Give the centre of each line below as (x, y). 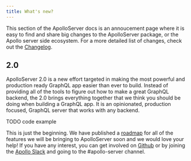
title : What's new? (30, 11)
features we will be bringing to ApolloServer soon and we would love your (95, 139)
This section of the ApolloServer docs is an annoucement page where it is (95, 28)
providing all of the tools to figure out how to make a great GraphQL (88, 92)
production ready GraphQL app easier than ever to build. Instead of (87, 85)
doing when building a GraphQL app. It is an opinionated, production (88, 104)
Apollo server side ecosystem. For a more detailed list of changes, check (94, 40)
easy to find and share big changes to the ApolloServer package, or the (92, 34)
